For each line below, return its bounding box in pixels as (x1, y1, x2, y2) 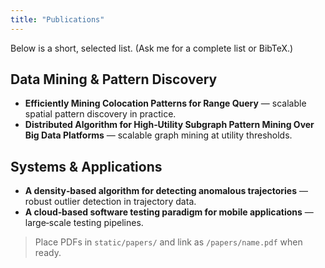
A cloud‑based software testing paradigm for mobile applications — (24, 206, 314, 218)
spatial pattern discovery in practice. (24, 108, 177, 120)
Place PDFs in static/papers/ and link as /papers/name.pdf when (34, 236, 303, 248)
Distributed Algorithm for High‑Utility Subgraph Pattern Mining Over (24, 119, 315, 131)
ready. (34, 247, 62, 259)
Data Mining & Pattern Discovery (10, 71, 218, 88)
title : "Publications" (10, 14, 105, 25)
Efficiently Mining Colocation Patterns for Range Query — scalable (24, 97, 307, 110)
